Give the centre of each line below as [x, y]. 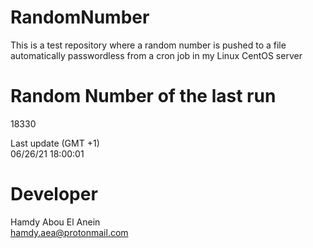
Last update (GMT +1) [55, 143]
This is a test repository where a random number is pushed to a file [148, 45]
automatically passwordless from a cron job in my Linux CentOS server [156, 55]
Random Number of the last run [143, 96]
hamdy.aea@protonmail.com [69, 232]
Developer [54, 194]
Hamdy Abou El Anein [55, 222]
